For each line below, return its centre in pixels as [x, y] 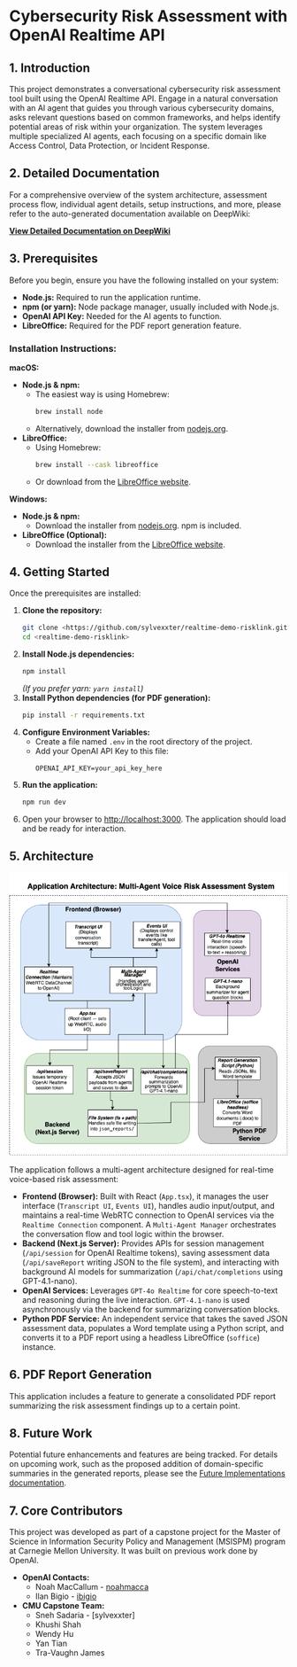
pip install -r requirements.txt [84, 715]
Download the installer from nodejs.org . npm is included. [138, 526]
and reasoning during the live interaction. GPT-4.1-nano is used [136, 1299]
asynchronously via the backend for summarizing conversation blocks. [151, 1309]
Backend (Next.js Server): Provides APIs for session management [143, 1243]
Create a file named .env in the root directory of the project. [144, 741]
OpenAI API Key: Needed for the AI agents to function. [122, 315]
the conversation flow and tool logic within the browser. [123, 1234]
